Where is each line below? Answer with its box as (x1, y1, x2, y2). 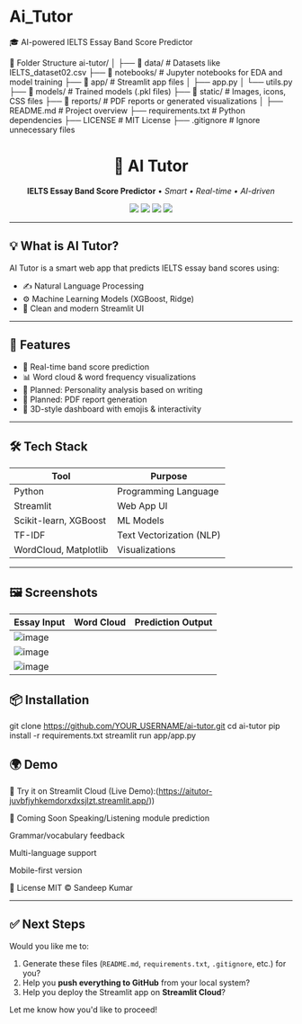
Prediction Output (134, 616, 213, 628)
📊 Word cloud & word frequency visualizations (22, 371, 196, 382)
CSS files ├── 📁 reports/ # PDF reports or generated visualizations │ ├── (9, 95, 283, 106)
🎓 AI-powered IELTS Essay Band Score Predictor (9, 36, 193, 47)
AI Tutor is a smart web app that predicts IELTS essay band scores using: (9, 263, 280, 273)
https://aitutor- (158, 785, 213, 797)
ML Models (116, 514, 164, 527)
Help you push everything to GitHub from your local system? (22, 977, 250, 988)
